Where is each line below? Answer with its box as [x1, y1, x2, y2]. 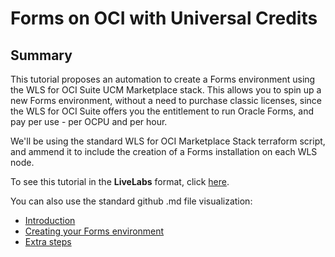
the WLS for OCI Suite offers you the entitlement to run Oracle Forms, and [10, 105, 315, 117]
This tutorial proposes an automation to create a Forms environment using [10, 73, 316, 85]
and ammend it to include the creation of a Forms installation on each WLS [10, 146, 318, 157]
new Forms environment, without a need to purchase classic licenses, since [10, 95, 322, 106]
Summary [10, 47, 73, 64]
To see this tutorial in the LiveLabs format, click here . [10, 176, 230, 187]
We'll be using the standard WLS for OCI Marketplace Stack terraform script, [10, 135, 326, 147]
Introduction [24, 215, 76, 226]
